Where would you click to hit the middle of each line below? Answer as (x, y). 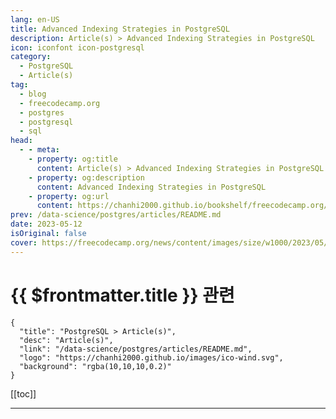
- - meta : (39, 150)
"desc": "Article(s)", (66, 340)
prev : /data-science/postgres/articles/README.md (116, 215)
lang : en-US (35, 19)
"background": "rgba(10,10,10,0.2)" (95, 366)
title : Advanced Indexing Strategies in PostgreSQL (120, 29)
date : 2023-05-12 (46, 224)
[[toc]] (23, 393)
